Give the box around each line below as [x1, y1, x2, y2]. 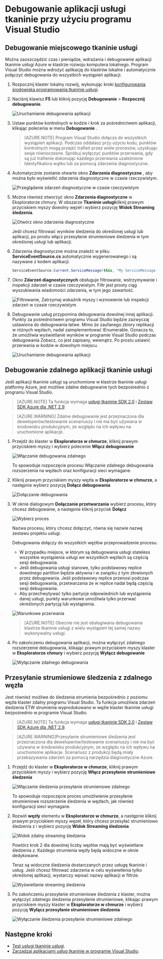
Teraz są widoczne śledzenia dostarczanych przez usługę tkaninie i [12, 862, 147, 868]
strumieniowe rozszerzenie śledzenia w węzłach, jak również [12, 798, 134, 804]
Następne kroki [5, 930, 52, 939]
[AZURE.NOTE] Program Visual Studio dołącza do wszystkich [24, 135, 147, 140]
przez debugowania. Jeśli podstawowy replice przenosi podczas [19, 575, 149, 581]
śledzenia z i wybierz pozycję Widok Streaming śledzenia [12, 823, 129, 829]
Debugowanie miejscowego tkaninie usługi [5, 43, 138, 52]
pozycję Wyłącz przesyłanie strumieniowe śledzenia [12, 906, 120, 912]
